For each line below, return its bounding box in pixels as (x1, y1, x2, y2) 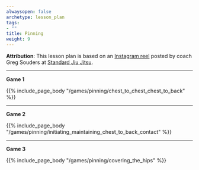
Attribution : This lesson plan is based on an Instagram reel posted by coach (6, 53, 192, 59)
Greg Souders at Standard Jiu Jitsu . (6, 59, 94, 66)
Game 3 (6, 146, 26, 152)
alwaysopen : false (6, 8, 52, 15)
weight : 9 (6, 36, 31, 42)
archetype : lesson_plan (6, 14, 65, 20)
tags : (6, 20, 20, 25)
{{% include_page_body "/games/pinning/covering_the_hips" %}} (6, 157, 167, 163)
